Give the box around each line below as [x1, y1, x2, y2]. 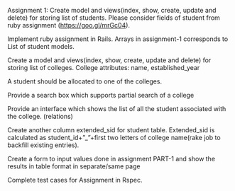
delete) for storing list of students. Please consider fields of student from [7, 13, 220, 22]
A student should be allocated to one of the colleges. [7, 77, 162, 86]
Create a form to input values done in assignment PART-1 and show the [7, 155, 215, 163]
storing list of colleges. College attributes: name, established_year [7, 64, 200, 71]
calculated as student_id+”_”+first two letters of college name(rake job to [7, 134, 222, 141]
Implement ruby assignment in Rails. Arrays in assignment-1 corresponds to [7, 35, 229, 43]
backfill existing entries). [7, 141, 80, 149]
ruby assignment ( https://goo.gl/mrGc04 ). [7, 21, 130, 29]
